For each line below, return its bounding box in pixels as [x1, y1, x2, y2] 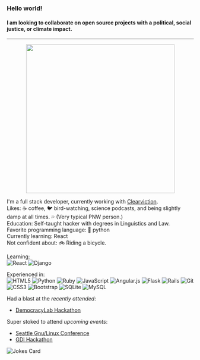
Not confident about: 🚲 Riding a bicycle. [7, 239, 106, 246]
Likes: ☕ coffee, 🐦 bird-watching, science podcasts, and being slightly [7, 205, 181, 212]
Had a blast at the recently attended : [7, 295, 97, 302]
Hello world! [7, 4, 43, 12]
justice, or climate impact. [7, 25, 73, 32]
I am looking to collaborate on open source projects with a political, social [7, 19, 192, 26]
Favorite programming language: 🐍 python [7, 226, 110, 233]
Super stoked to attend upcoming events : [7, 318, 108, 325]
